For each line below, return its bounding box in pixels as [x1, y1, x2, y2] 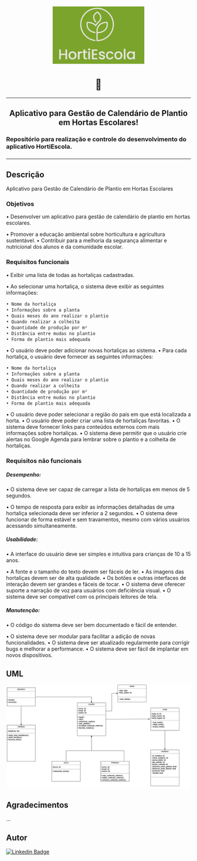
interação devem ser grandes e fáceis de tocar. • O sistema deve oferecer [6, 580, 186, 588]
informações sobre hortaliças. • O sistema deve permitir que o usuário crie [6, 429, 187, 436]
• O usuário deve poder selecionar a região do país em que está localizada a [6, 411, 191, 418]
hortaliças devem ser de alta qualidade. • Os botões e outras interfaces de [6, 575, 186, 582]
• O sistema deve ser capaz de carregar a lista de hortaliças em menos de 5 [6, 486, 191, 493]
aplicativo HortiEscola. [6, 142, 72, 151]
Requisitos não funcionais [6, 456, 82, 465]
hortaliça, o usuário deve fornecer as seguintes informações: [6, 353, 154, 360]
